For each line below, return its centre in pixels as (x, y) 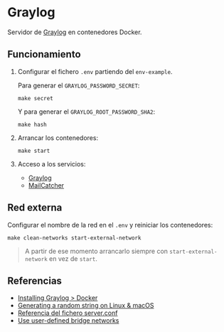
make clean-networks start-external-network (74, 238)
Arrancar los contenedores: (58, 138)
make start (34, 151)
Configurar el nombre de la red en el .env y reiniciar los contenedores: (110, 225)
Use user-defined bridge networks (68, 321)
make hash (32, 124)
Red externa (35, 208)
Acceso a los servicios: (52, 164)
